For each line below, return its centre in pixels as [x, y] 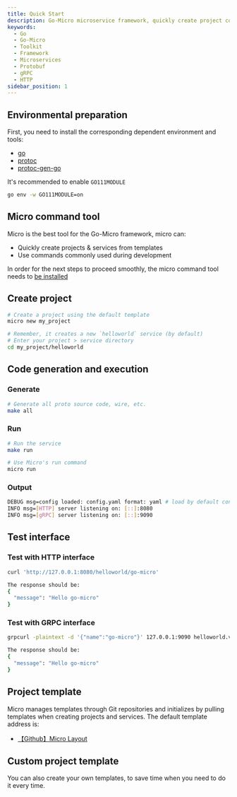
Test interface [39, 537]
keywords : [22, 27]
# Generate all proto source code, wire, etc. [77, 404]
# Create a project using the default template [79, 315]
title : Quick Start [36, 14]
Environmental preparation [68, 115]
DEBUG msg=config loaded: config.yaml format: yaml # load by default [113, 502]
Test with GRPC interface [51, 623]
